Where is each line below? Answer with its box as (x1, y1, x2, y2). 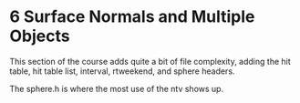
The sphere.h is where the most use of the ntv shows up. (9, 83, 224, 94)
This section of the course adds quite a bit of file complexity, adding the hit (9, 56, 292, 67)
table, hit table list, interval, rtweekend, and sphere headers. (9, 66, 235, 77)
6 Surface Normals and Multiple (9, 6, 255, 27)
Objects (9, 26, 70, 46)
